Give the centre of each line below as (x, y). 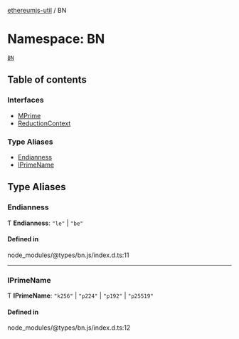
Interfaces (26, 100)
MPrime (29, 115)
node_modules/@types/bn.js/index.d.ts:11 (68, 255)
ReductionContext (44, 123)
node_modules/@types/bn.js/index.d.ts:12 (69, 328)
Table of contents (47, 80)
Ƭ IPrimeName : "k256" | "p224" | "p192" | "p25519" (81, 296)
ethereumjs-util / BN (37, 10)
